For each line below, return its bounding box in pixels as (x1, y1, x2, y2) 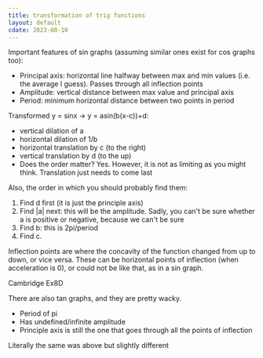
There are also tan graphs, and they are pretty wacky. (8, 294, 182, 303)
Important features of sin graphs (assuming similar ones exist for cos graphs (8, 48, 255, 57)
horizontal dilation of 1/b (19, 135, 98, 144)
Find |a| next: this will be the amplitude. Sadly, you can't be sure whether (19, 207, 255, 216)
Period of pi (19, 309, 58, 318)
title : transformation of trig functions (8, 11, 146, 20)
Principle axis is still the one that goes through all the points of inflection (19, 326, 253, 335)
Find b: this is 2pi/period (19, 223, 99, 233)
